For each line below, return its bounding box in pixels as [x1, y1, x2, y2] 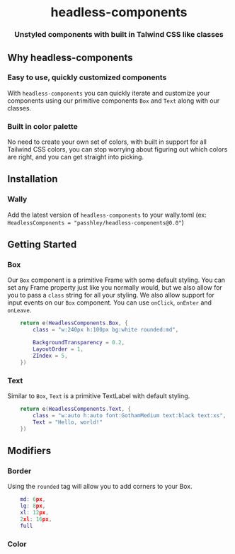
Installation [7, 173, 58, 185]
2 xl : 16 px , [20, 515, 52, 523]
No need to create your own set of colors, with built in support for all [7, 137, 207, 146]
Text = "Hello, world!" [33, 419, 103, 426]
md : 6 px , [20, 496, 46, 503]
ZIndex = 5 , [33, 352, 69, 359]
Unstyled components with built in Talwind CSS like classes [13, 30, 224, 40]
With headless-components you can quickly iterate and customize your [7, 89, 210, 97]
